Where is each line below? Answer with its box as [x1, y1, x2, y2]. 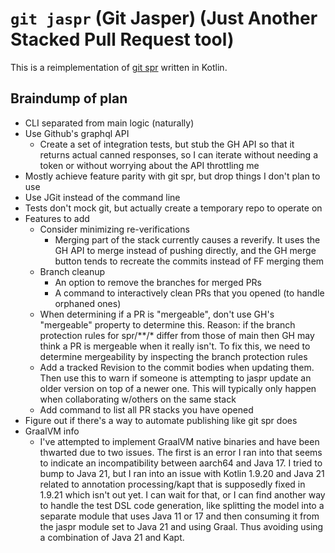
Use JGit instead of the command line [24, 191, 181, 203]
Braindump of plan [10, 90, 128, 107]
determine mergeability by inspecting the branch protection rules [39, 350, 308, 362]
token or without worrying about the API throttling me [39, 159, 260, 171]
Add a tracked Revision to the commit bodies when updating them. [39, 361, 315, 373]
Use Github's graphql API [24, 127, 130, 139]
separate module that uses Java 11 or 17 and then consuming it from [39, 510, 320, 522]
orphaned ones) [54, 297, 122, 309]
